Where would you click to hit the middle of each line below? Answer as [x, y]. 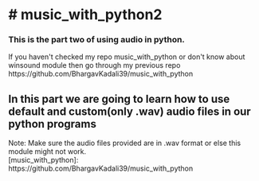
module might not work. [47, 151]
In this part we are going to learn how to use [119, 98]
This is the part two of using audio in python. [97, 40]
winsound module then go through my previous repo [94, 65]
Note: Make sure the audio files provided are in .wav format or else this [125, 143]
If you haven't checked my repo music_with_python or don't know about [127, 57]
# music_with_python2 [85, 15]
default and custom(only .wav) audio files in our [129, 111]
